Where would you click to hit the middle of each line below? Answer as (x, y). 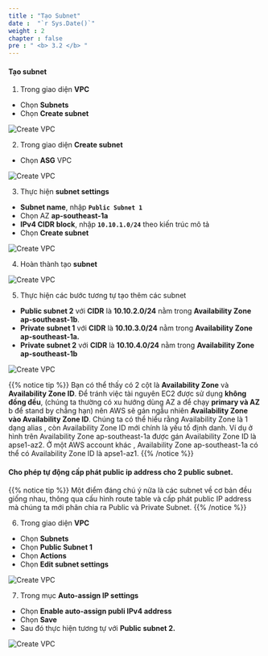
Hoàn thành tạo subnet (59, 264)
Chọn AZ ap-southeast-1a (64, 216)
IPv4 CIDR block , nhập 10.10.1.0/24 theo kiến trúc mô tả (115, 224)
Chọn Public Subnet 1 (56, 547)
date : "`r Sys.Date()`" (52, 23)
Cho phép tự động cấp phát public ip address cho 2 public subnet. (121, 471)
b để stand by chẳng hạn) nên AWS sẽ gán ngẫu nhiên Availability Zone (128, 411)
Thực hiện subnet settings (65, 192)
